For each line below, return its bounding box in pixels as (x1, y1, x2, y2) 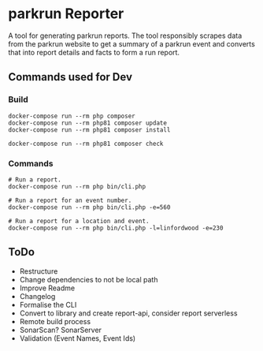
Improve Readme (19, 283, 76, 293)
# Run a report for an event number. (8, 196, 132, 204)
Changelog (19, 291, 56, 301)
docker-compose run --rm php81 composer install (8, 125, 171, 134)
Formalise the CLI (19, 300, 77, 309)
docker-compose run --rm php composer (8, 112, 135, 120)
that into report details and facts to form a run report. (8, 47, 180, 57)
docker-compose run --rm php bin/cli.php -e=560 (8, 203, 171, 211)
